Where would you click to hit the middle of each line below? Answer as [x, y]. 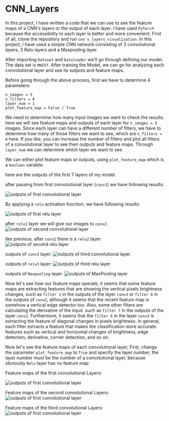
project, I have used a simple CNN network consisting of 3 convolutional [80, 44]
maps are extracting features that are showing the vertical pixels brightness [84, 288]
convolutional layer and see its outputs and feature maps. [65, 70]
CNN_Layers [32, 9]
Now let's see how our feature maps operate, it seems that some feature [80, 283]
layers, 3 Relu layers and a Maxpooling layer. [51, 50]
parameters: [18, 85]
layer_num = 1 [20, 103]
